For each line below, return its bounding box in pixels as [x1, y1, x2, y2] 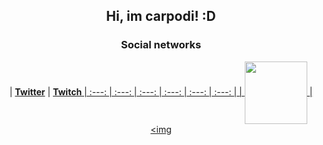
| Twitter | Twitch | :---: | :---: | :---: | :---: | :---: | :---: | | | [9, 85, 313, 98]
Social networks [120, 38, 202, 52]
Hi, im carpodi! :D [106, 8, 216, 25]
